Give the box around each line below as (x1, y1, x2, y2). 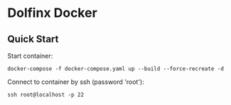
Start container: (7, 51, 53, 60)
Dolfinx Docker (7, 5, 97, 21)
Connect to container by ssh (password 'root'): (7, 78, 144, 86)
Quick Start (7, 33, 59, 45)
